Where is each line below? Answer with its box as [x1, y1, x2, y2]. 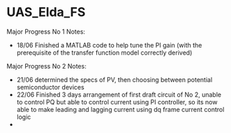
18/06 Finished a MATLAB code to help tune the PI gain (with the [16, 41, 202, 49]
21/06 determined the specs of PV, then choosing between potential [16, 75, 213, 84]
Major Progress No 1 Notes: [6, 27, 85, 36]
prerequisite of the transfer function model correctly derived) [16, 48, 193, 57]
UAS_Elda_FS [6, 4, 86, 20]
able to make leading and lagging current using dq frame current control [16, 105, 225, 113]
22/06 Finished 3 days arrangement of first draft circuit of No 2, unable [16, 90, 221, 99]
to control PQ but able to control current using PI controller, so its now [16, 97, 218, 106]
